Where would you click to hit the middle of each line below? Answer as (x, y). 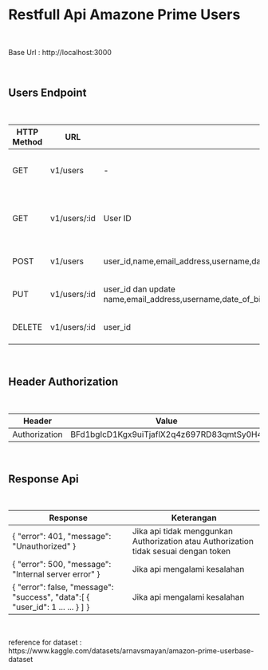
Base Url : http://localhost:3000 (60, 52)
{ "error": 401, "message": (62, 537)
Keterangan (194, 518)
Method (28, 141)
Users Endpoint (47, 93)
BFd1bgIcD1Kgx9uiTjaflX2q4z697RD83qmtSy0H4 (167, 434)
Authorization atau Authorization (193, 541)
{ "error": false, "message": (63, 587)
